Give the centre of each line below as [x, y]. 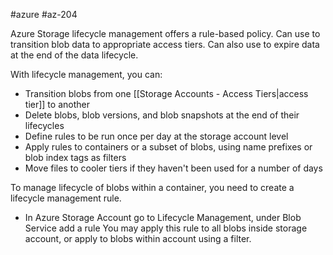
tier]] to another [57, 104]
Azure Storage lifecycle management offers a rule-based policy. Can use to [165, 33]
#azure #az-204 [44, 14]
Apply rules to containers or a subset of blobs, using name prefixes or [168, 147]
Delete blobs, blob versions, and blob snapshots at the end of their [162, 115]
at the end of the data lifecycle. [74, 55]
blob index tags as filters [75, 157]
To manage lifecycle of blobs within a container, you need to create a [152, 187]
